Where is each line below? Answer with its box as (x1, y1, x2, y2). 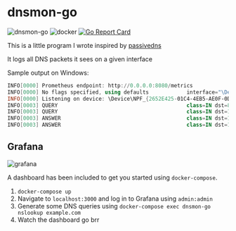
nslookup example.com (17, 209, 81, 216)
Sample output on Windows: (7, 68, 89, 77)
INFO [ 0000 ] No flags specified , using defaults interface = (7, 89, 218, 96)
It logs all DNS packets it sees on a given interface (7, 54, 153, 63)
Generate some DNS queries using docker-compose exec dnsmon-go (17, 201, 211, 210)
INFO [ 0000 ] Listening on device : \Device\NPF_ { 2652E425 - (7, 95, 178, 102)
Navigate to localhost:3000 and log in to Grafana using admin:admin (17, 194, 213, 203)
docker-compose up (17, 188, 72, 195)
